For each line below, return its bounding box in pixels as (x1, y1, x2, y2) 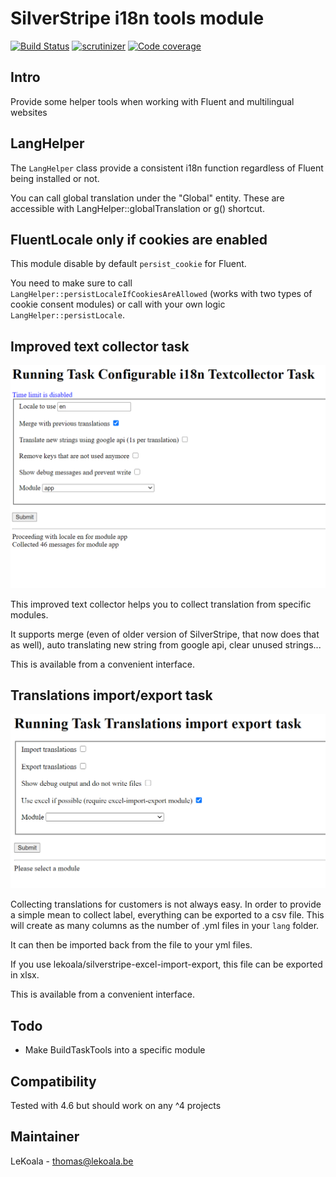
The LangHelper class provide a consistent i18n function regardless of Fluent (10, 162, 324, 174)
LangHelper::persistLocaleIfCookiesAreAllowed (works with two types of (10, 288, 313, 300)
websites (10, 106, 48, 118)
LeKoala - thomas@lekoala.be (10, 1155, 134, 1167)
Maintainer (10, 1128, 80, 1146)
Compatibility (10, 1073, 97, 1090)
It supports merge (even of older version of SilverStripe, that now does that (10, 628, 320, 640)
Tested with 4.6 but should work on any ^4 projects (10, 1100, 222, 1112)
